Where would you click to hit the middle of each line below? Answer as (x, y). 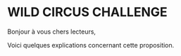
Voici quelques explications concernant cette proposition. (91, 45)
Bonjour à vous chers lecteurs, (52, 31)
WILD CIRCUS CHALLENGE (87, 12)
